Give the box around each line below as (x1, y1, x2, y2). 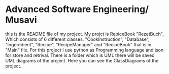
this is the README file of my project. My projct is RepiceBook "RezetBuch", (5, 31, 164, 37)
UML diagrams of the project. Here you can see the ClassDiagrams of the (5, 57, 159, 63)
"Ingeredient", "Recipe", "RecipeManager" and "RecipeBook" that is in (5, 41, 152, 47)
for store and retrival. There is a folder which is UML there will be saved (5, 52, 155, 58)
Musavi (5, 14, 37, 26)
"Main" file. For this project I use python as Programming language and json (5, 47, 164, 53)
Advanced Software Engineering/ (5, 4, 149, 15)
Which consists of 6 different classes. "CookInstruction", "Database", (5, 36, 150, 42)
